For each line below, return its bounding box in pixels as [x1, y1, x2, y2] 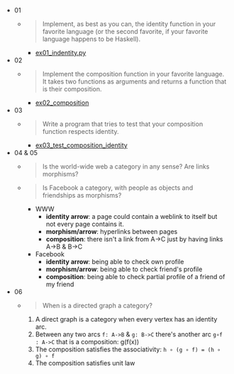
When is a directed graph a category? [42, 301, 153, 310]
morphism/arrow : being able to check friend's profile [45, 265, 203, 273]
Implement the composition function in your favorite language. [42, 70, 225, 78]
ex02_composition [35, 98, 89, 107]
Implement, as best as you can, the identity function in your [42, 20, 216, 28]
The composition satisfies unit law [35, 359, 135, 367]
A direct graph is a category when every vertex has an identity [35, 315, 218, 323]
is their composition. [42, 85, 102, 93]
